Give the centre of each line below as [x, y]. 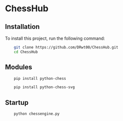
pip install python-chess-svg [44, 87]
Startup [17, 103]
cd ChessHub [26, 52]
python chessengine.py [37, 114]
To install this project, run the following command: [55, 38]
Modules [19, 67]
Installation [22, 27]
